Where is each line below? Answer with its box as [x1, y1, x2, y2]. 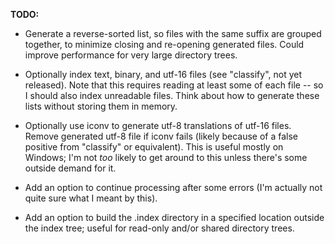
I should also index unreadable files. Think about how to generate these [24, 90, 320, 101]
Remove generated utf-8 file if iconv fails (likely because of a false [24, 130, 299, 142]
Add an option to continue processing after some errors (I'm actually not [24, 182, 323, 193]
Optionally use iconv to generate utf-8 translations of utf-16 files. [24, 120, 292, 131]
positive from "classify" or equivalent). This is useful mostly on [24, 141, 284, 153]
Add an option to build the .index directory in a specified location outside [24, 212, 325, 223]
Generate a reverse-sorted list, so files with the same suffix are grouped [24, 28, 322, 39]
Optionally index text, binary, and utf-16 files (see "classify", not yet [24, 69, 303, 80]
